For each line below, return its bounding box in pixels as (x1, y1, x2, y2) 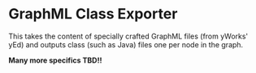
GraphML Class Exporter (8, 5, 178, 23)
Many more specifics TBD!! (8, 55, 102, 65)
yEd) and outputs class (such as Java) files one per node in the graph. (8, 39, 244, 49)
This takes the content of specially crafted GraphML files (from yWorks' (8, 31, 249, 41)
